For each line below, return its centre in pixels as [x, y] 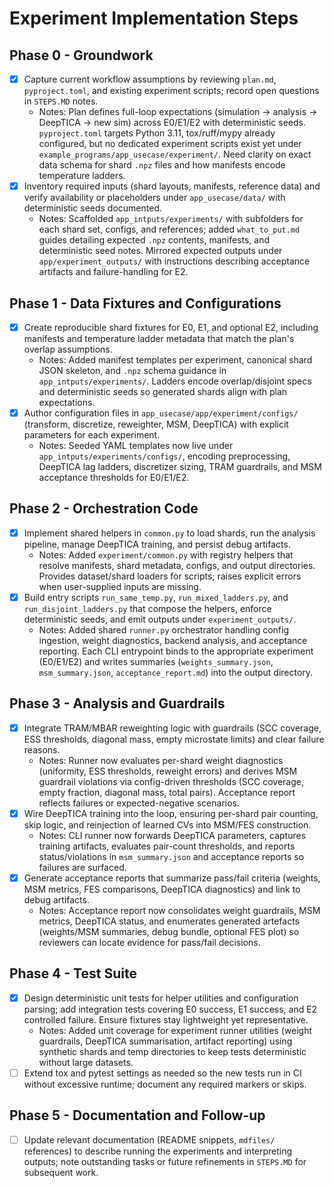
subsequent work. [61, 1172]
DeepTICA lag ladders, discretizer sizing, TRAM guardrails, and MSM [180, 467]
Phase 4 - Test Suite [73, 973]
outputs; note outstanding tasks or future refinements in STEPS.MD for [165, 1161]
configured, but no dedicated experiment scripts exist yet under [170, 144]
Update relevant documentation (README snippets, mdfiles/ [149, 1139]
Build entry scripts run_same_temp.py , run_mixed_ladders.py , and [156, 597]
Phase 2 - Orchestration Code [104, 508]
